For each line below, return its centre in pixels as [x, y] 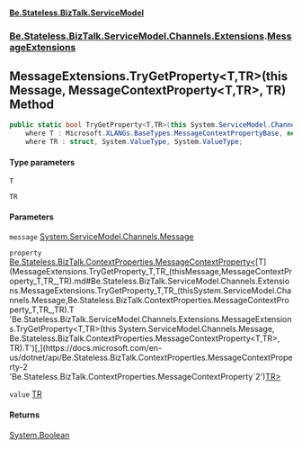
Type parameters [42, 162]
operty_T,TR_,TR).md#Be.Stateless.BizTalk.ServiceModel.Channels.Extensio [150, 281]
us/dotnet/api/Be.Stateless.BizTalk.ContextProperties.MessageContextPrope [151, 358]
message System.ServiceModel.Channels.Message [102, 237]
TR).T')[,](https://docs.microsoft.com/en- [86, 348]
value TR [26, 394]
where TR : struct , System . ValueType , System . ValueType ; [134, 142]
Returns [25, 415]
